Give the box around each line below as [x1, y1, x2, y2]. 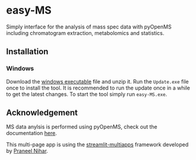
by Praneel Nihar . [6, 148, 49, 155]
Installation [6, 47, 49, 57]
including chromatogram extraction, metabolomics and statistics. [6, 29, 165, 36]
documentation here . [6, 130, 57, 137]
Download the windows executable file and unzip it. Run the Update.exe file [6, 78, 189, 85]
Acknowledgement [6, 108, 78, 118]
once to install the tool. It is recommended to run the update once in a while [6, 84, 191, 91]
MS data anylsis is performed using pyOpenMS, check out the [6, 123, 158, 130]
